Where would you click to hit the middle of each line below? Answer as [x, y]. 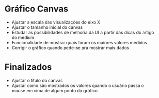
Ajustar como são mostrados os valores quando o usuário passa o [78, 86]
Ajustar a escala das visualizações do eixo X [56, 22]
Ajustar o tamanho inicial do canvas [47, 27]
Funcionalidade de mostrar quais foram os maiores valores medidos [79, 42]
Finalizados [28, 67]
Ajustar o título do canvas [37, 80]
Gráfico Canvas [36, 9]
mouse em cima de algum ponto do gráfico [55, 90]
